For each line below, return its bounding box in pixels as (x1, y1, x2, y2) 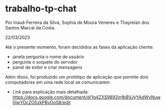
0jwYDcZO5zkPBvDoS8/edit (12, 99, 71, 105)
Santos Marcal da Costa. (5, 24, 56, 30)
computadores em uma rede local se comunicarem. (5, 79, 111, 85)
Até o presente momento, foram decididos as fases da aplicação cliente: (5, 44, 154, 50)
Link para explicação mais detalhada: (12, 89, 89, 95)
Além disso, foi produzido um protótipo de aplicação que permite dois (5, 74, 149, 80)
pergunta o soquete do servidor (12, 59, 78, 65)
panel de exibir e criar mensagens (12, 64, 83, 70)
